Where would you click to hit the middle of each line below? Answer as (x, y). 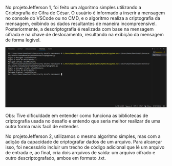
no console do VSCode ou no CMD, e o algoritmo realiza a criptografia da (83, 18)
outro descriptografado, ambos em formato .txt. (56, 158)
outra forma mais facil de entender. (42, 126)
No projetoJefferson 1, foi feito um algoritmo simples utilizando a (73, 7)
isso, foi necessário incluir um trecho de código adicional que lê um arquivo (85, 147)
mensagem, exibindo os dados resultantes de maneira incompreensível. (81, 23)
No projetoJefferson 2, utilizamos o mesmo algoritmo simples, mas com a (83, 136)
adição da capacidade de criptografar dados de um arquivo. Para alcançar (84, 141)
